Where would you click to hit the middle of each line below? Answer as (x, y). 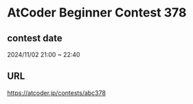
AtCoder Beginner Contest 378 (97, 13)
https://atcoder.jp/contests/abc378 (57, 93)
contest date (35, 38)
